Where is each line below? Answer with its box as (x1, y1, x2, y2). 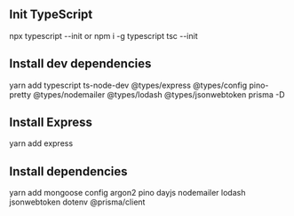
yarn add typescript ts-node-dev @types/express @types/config (9, 80, 248, 90)
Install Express (9, 115, 93, 130)
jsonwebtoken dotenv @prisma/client (9, 197, 146, 207)
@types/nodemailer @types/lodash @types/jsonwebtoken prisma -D (33, 89, 286, 100)
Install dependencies (9, 164, 128, 179)
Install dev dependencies (9, 57, 152, 72)
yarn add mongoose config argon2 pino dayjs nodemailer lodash (9, 188, 246, 198)
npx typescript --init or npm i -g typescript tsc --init (9, 30, 198, 41)
